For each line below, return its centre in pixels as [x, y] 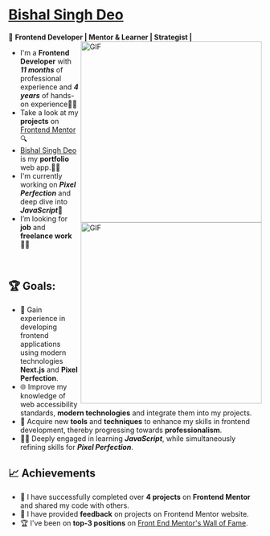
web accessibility [49, 404]
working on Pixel [48, 184]
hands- [63, 95]
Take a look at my [49, 112]
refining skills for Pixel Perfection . [77, 447]
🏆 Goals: [32, 286]
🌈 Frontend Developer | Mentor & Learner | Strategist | [100, 37]
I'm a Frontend [45, 52]
